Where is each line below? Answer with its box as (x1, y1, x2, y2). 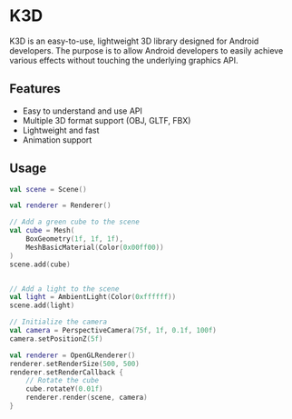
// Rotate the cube (25, 376, 100, 385)
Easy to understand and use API (22, 105, 143, 116)
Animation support (22, 134, 92, 145)
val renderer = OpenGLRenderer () (9, 351, 136, 360)
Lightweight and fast (22, 125, 100, 135)
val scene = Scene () (9, 185, 88, 194)
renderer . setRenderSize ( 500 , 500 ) (9, 359, 141, 368)
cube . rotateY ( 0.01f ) (25, 384, 103, 394)
